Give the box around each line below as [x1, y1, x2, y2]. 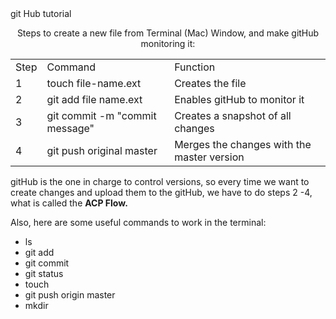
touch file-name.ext [46, 77, 142, 90]
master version [174, 150, 245, 164]
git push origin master [24, 289, 116, 301]
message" [46, 122, 95, 135]
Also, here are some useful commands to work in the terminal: [10, 217, 267, 228]
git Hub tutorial [10, 8, 72, 19]
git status [24, 268, 64, 279]
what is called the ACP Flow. [10, 197, 128, 209]
